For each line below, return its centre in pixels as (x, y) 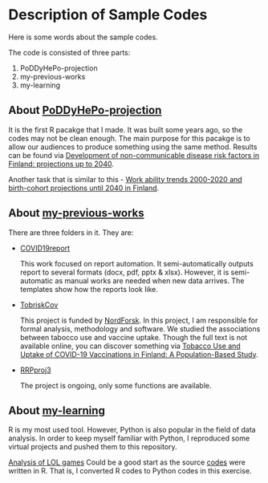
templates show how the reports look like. (89, 289)
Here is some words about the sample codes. (83, 37)
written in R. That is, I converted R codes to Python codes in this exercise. (130, 471)
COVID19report (45, 248)
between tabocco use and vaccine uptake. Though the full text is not (134, 337)
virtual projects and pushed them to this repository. (93, 447)
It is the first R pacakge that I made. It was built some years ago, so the (126, 129)
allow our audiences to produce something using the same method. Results (133, 147)
